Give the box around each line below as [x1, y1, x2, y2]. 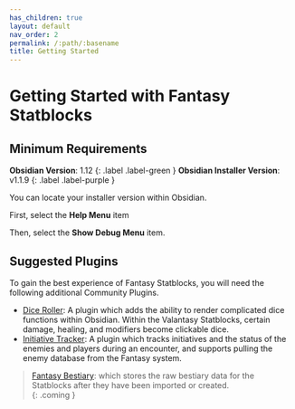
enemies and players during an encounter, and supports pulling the [22, 343, 273, 354]
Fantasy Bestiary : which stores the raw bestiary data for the [31, 370, 255, 381]
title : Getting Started [9, 47, 100, 56]
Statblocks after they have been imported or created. [31, 379, 230, 390]
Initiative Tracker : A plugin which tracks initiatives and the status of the [22, 333, 287, 344]
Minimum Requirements [9, 141, 147, 157]
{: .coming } [31, 389, 76, 400]
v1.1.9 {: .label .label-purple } [9, 175, 116, 185]
